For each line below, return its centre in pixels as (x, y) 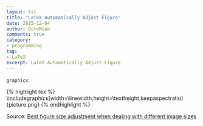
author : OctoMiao (28, 29)
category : (19, 40)
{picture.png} (23, 104)
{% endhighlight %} (66, 104)
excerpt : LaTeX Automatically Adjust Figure (64, 62)
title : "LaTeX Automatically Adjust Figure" (64, 18)
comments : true (26, 35)
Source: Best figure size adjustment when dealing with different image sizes (101, 116)
